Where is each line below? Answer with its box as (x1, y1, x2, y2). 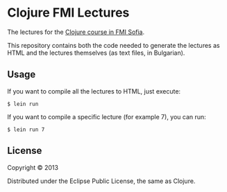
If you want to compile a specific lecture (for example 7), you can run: (7, 112, 206, 121)
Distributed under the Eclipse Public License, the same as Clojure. (7, 177, 196, 185)
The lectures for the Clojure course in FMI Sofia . (7, 28, 145, 36)
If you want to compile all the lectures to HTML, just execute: (7, 87, 181, 95)
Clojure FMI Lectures (7, 5, 130, 21)
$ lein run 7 (7, 126, 45, 133)
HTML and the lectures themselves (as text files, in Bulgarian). (7, 49, 185, 57)
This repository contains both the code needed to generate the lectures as (7, 41, 220, 49)
